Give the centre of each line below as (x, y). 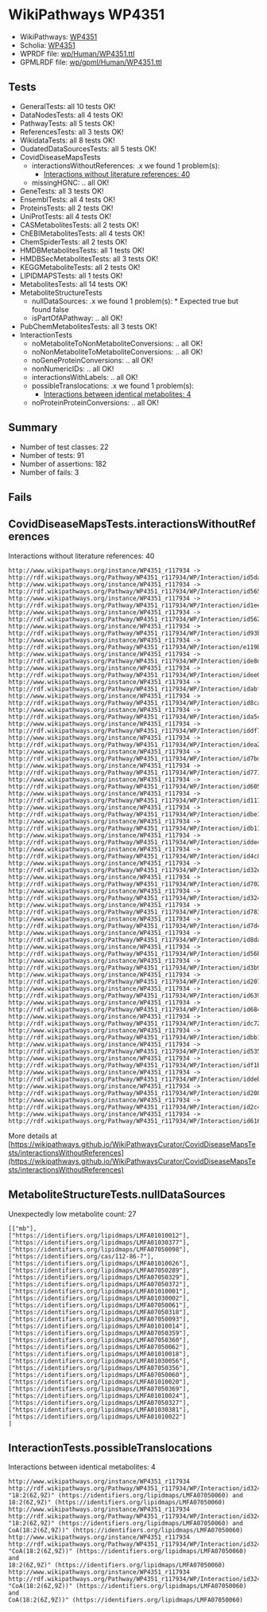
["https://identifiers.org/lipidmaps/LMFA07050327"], (99, 1403)
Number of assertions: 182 (63, 464)
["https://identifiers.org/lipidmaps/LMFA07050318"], (99, 1312)
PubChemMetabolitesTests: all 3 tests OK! (88, 326)
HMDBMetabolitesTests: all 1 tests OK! (82, 250)
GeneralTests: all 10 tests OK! (68, 106)
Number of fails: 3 (49, 472)
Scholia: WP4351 (47, 45)
